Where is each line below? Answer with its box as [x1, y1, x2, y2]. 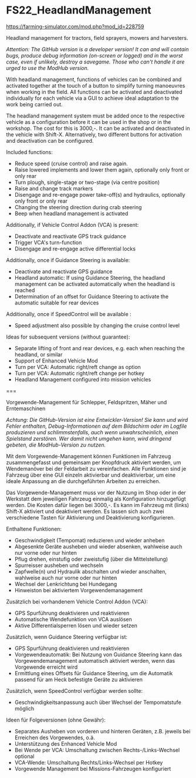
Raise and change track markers [14, 185, 93, 192]
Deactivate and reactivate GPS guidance [14, 268, 113, 275]
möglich [14, 705, 35, 712]
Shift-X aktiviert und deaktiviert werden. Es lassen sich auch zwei [6, 508, 164, 515]
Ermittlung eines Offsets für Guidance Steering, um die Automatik [14, 669, 173, 676]
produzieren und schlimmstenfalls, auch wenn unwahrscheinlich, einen [6, 428, 178, 435]
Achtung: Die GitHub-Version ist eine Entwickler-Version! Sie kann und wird [6, 416, 188, 423]
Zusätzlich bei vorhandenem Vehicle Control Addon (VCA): [6, 598, 148, 605]
